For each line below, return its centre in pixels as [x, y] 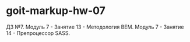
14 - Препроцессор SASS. [38, 33]
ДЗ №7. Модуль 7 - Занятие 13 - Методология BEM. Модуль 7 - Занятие [95, 27]
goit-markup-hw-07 [56, 11]
